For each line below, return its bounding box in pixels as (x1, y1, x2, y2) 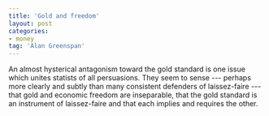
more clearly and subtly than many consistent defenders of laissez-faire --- (8, 82, 262, 92)
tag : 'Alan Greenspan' (8, 42, 85, 50)
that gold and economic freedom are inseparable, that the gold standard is (8, 90, 258, 100)
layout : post (8, 19, 53, 28)
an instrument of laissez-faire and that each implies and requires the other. (8, 99, 258, 109)
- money (8, 34, 35, 43)
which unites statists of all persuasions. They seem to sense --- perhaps (8, 73, 252, 83)
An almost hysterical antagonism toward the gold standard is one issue (8, 64, 246, 74)
